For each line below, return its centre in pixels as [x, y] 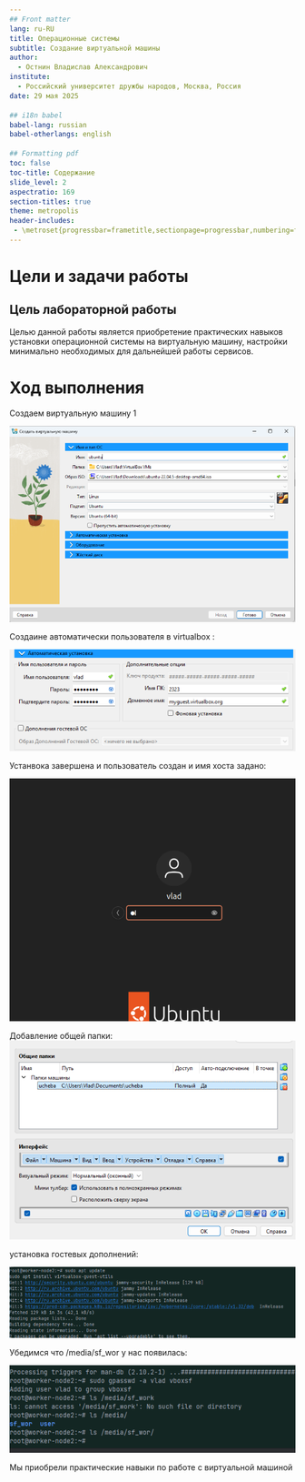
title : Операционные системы [64, 38]
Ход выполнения [77, 388]
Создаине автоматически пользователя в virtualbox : [112, 637]
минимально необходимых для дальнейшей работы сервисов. [132, 351]
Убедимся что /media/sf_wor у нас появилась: [98, 1353]
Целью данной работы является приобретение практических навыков [146, 331]
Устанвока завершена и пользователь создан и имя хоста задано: [138, 766]
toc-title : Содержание [52, 173]
